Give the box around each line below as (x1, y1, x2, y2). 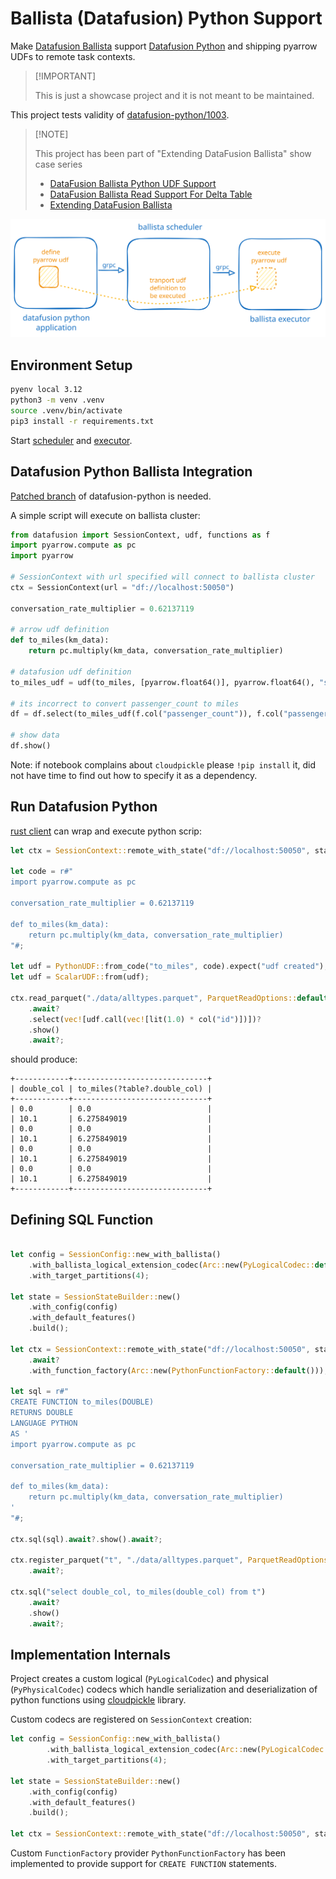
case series (34, 158, 83, 170)
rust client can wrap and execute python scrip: (10, 825, 202, 837)
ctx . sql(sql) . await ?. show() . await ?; (10, 1534, 163, 1544)
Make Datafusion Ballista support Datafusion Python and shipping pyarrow (10, 40, 318, 52)
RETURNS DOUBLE (10, 1408, 74, 1418)
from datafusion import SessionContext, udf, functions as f (10, 530, 271, 540)
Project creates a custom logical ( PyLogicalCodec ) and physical (10, 1673, 269, 1685)
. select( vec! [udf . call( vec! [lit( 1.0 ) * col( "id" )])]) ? (28, 1014, 262, 1024)
